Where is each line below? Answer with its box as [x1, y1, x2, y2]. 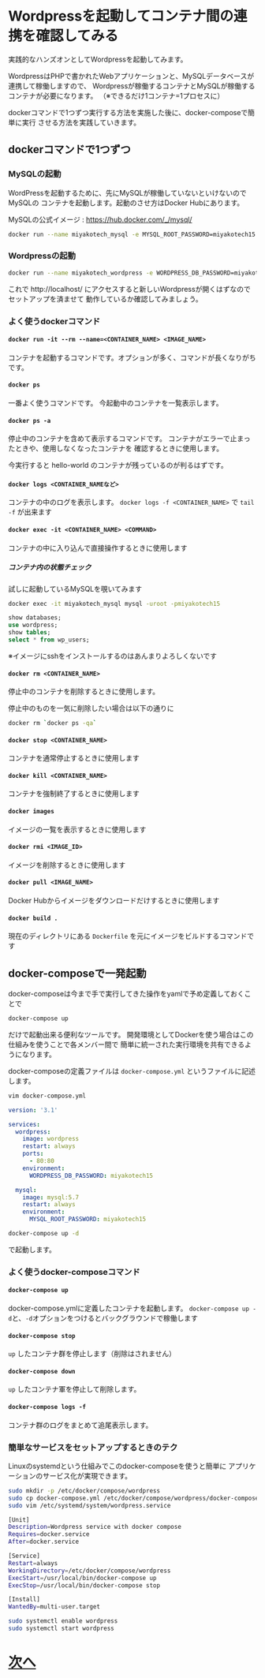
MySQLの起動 [8, 169, 62, 180]
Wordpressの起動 [8, 250, 77, 261]
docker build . [8, 914, 58, 922]
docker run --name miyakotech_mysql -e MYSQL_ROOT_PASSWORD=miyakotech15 [8, 230, 256, 238]
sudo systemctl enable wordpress [8, 1617, 118, 1625]
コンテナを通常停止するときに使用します [8, 753, 140, 763]
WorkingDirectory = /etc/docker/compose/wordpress [8, 1567, 171, 1575]
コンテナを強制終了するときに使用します [8, 789, 140, 798]
